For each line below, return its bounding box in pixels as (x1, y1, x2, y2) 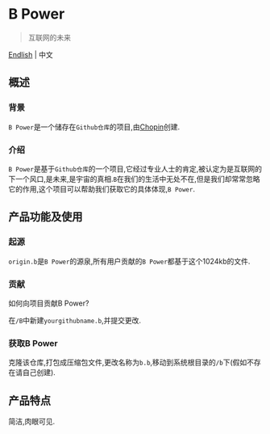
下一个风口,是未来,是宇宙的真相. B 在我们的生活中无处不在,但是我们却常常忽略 (8, 174, 260, 183)
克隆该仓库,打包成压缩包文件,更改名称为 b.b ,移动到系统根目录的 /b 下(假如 (8, 357, 247, 368)
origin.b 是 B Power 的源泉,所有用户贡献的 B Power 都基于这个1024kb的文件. (8, 256, 251, 266)
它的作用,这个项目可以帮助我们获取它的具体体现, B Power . (8, 183, 196, 194)
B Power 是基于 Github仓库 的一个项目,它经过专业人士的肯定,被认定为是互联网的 (8, 163, 262, 174)
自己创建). (22, 368, 56, 377)
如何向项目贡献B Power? (8, 298, 89, 308)
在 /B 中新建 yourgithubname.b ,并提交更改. (8, 315, 141, 325)
